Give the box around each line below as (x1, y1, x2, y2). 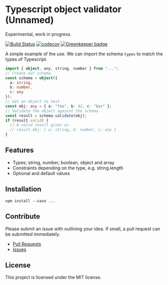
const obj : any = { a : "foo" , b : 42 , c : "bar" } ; (5, 103, 112, 109)
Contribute (5, 212, 40, 221)
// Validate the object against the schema (5, 108, 99, 114)
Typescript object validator (5, 4, 121, 15)
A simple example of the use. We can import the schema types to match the (5, 51, 163, 57)
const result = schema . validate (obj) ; (5, 113, 87, 118)
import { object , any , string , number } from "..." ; (5, 66, 119, 71)
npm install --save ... (5, 198, 56, 203)
